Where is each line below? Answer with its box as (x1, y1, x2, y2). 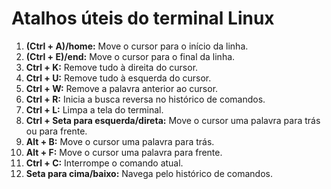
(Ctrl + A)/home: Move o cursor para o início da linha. (25, 40, 249, 52)
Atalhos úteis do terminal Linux (11, 7, 275, 30)
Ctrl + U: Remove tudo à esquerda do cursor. (25, 72, 212, 84)
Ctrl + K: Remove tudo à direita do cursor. (25, 61, 199, 73)
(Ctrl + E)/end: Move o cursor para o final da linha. (25, 50, 236, 62)
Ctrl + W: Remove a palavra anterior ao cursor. (25, 82, 219, 94)
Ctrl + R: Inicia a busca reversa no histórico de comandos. (25, 93, 266, 105)
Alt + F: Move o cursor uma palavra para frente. (25, 146, 223, 158)
